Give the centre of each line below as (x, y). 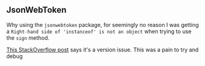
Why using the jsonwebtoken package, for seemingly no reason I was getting (103, 24)
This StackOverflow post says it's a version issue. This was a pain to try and (102, 50)
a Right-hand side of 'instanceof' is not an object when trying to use (99, 31)
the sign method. (28, 38)
